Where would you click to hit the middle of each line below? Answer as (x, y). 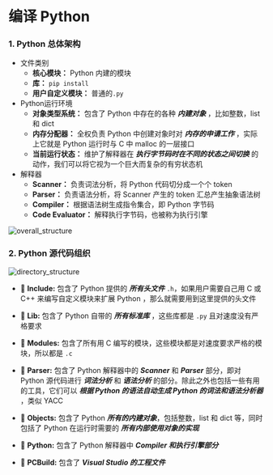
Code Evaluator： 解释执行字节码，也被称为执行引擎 (120, 214)
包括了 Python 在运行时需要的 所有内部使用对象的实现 (110, 428)
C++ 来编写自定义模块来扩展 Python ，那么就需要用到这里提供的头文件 (138, 298)
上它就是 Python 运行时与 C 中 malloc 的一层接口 (113, 144)
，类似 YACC (41, 401)
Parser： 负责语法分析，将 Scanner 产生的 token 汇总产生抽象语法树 (146, 194)
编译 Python (49, 17)
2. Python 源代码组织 (49, 253)
